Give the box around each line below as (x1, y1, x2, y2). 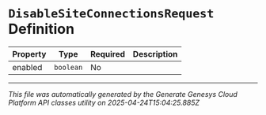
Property (12, 48, 47, 59)
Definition (8, 20, 75, 38)
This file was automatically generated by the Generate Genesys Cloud (8, 89, 237, 98)
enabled (12, 61, 43, 72)
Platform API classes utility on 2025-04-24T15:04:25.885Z (8, 98, 200, 107)
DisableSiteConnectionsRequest (8, 6, 215, 21)
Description (132, 48, 178, 59)
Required (89, 48, 125, 59)
